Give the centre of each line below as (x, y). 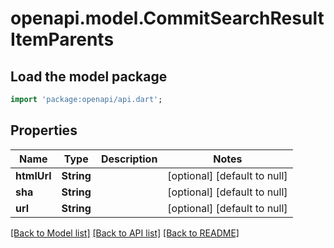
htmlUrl (33, 175)
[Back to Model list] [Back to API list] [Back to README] (125, 233)
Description (129, 159)
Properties (44, 130)
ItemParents (62, 39)
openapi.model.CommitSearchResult (167, 18)
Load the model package (89, 76)
